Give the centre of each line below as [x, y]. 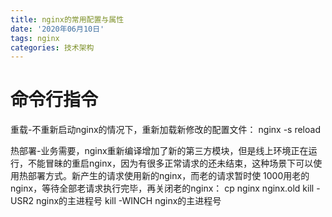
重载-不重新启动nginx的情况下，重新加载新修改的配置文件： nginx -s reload [165, 130]
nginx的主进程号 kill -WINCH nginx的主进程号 [128, 201]
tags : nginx [35, 38]
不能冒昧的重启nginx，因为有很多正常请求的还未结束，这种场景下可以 [170, 163]
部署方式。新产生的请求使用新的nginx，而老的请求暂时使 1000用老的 [168, 176]
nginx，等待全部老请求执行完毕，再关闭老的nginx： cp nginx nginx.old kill [162, 188]
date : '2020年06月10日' [57, 29]
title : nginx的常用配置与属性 [67, 19]
